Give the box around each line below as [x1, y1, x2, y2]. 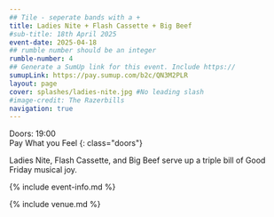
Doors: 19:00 [9, 128, 56, 139]
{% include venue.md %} [9, 199, 101, 210]
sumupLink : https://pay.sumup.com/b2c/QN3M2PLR [9, 71, 189, 80]
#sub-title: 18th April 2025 [9, 29, 117, 38]
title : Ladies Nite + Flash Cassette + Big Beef [9, 21, 192, 30]
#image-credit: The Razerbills [9, 95, 125, 105]
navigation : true [9, 104, 74, 113]
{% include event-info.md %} [9, 181, 116, 192]
